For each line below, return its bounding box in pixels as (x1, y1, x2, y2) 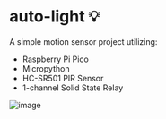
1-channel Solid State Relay (22, 82, 124, 93)
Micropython (22, 63, 70, 73)
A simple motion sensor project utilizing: (9, 36, 158, 47)
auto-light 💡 (9, 6, 100, 27)
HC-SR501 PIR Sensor (22, 72, 104, 83)
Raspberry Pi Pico (22, 54, 90, 64)
